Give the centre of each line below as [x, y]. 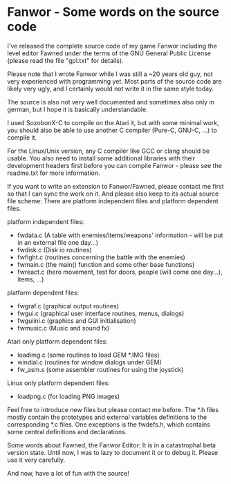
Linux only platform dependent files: [59, 383]
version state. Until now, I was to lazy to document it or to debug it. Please [113, 452]
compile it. [22, 137]
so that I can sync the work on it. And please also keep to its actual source [113, 194]
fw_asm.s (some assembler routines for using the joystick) [100, 369]
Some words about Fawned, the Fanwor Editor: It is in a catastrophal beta [112, 445]
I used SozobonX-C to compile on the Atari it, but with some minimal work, [113, 122]
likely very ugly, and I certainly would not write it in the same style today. [111, 89]
